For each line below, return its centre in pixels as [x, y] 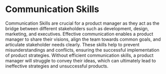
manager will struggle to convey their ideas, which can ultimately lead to [80, 60]
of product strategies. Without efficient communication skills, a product [79, 55]
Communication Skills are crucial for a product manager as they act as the [82, 23]
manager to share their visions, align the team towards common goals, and [83, 39]
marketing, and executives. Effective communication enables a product [79, 34]
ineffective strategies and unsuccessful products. [57, 66]
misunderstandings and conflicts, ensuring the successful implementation [82, 50]
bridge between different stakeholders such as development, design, [77, 28]
